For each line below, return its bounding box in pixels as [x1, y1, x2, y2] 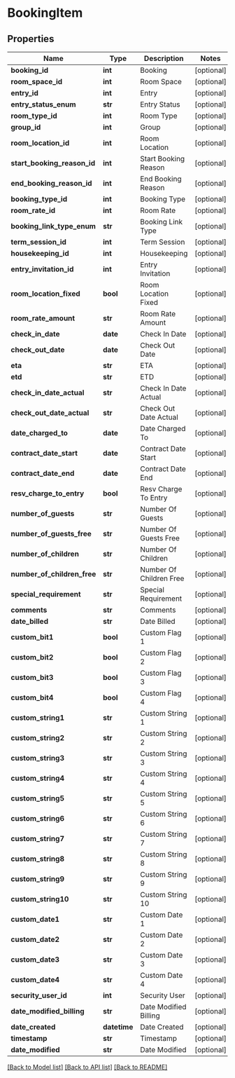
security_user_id [10, 990, 68, 1000]
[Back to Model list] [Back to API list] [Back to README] [7, 1063, 168, 1071]
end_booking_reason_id [10, 179, 92, 188]
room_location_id [10, 138, 70, 148]
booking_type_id [10, 194, 68, 204]
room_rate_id [10, 205, 56, 215]
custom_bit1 [10, 632, 54, 642]
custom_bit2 [10, 653, 54, 662]
